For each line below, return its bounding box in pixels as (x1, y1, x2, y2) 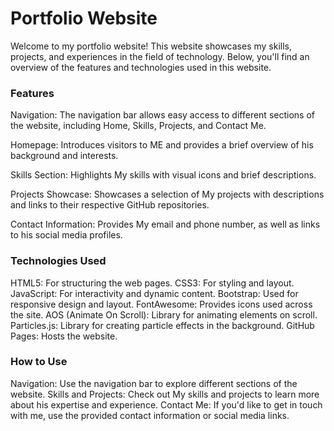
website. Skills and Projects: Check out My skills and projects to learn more (10, 388, 320, 400)
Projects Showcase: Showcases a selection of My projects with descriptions (10, 188, 325, 201)
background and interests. (10, 150, 119, 162)
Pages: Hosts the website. (10, 330, 118, 342)
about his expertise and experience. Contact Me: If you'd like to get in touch (10, 398, 323, 411)
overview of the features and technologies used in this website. (10, 61, 272, 73)
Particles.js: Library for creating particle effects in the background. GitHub (10, 319, 315, 331)
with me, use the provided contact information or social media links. (10, 409, 290, 421)
